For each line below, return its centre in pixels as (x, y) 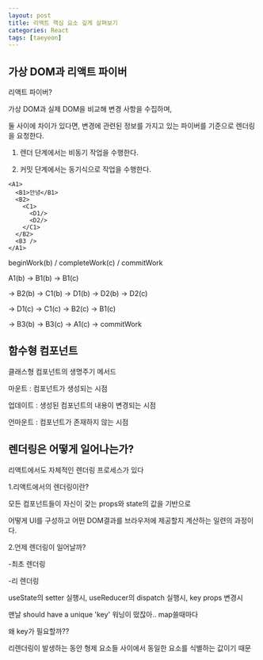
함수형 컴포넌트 (43, 351)
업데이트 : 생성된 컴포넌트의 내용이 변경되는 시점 (82, 405)
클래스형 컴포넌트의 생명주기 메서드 (62, 371)
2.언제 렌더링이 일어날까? (47, 547)
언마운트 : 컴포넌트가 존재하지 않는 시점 (69, 422)
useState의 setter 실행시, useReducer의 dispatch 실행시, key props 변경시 (126, 597)
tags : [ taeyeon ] (35, 38)
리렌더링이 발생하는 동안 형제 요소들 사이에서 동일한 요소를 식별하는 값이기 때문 (130, 648)
